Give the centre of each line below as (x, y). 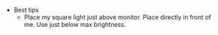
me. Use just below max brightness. (75, 24)
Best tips (26, 10)
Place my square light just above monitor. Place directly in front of (118, 17)
